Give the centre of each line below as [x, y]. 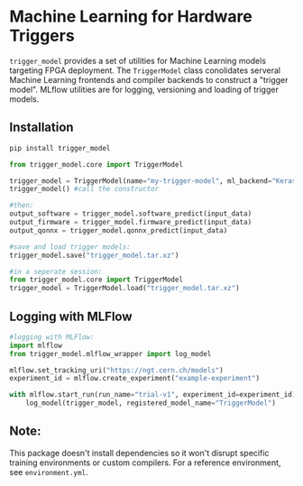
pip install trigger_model [60, 148]
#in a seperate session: [56, 271]
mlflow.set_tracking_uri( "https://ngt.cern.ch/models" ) [116, 370]
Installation [41, 128]
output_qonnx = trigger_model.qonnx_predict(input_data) [119, 230]
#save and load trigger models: [70, 247]
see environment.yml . [49, 472]
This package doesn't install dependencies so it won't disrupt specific [139, 453]
